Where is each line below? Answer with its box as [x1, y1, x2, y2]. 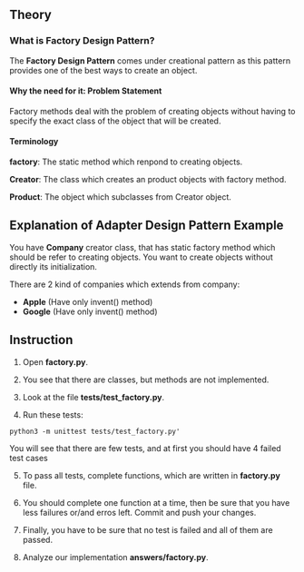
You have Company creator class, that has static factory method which [9, 242, 276, 252]
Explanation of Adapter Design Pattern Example [9, 218, 284, 233]
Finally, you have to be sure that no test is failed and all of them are [22, 524, 274, 535]
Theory [9, 7, 53, 23]
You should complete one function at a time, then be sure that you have [22, 497, 290, 508]
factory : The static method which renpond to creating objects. [9, 156, 243, 167]
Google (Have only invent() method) [22, 306, 158, 317]
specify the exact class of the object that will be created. [9, 115, 221, 126]
